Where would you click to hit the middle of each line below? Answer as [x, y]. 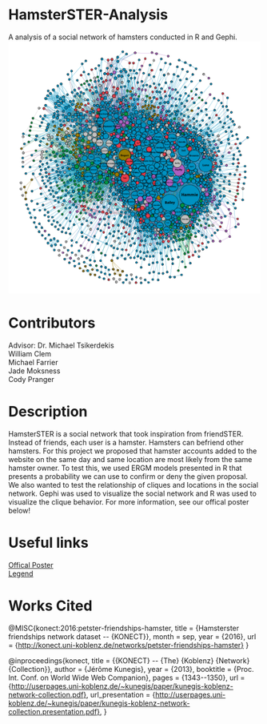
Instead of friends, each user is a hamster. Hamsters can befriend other [126, 442]
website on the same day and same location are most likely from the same [130, 459]
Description [48, 412]
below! [19, 510]
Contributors [52, 323]
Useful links [49, 543]
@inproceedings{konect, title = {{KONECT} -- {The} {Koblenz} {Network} [129, 660]
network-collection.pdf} [48, 694]
